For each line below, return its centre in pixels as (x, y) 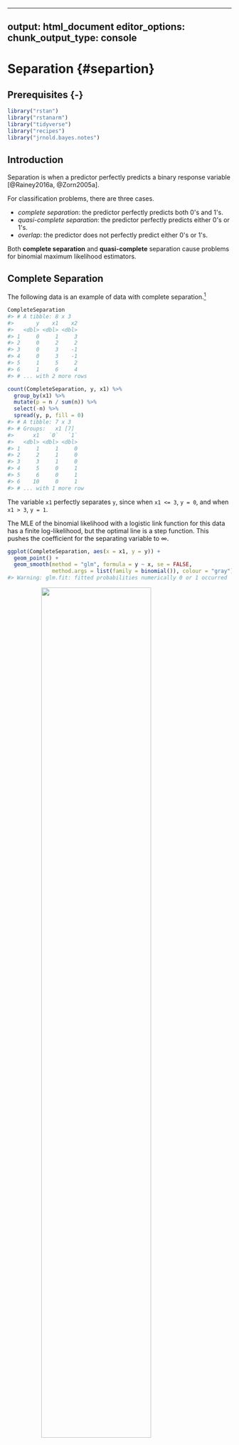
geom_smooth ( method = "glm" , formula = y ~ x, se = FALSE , (103, 564)
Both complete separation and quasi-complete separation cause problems (118, 248)
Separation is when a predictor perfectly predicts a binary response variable (119, 177)
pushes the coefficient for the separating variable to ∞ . (88, 538)
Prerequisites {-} (46, 94)
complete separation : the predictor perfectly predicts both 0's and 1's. (121, 212)
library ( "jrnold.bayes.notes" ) (54, 137)
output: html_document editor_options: (96, 27)
